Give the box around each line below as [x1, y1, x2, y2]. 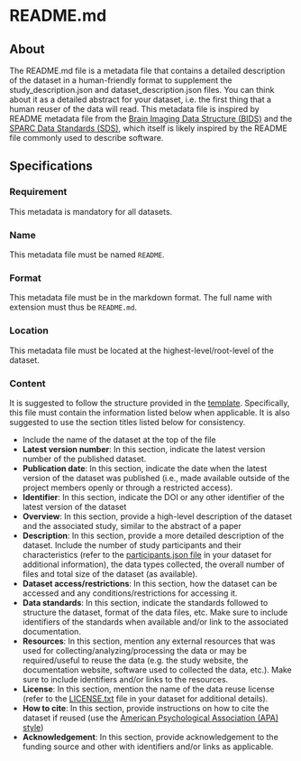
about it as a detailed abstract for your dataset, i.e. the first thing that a [9, 94, 272, 105]
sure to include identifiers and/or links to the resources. [22, 673, 229, 684]
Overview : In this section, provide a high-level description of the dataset [22, 511, 293, 522]
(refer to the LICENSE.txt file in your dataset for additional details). [22, 692, 269, 704]
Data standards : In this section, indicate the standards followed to [22, 597, 269, 608]
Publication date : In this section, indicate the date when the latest [22, 462, 268, 474]
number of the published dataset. [22, 453, 147, 464]
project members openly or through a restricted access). [22, 482, 233, 493]
